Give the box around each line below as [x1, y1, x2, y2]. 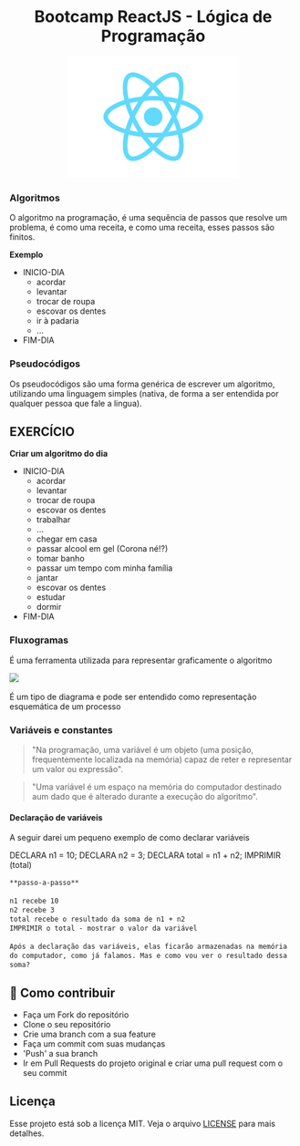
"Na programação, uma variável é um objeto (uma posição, [31, 745, 253, 756]
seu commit [22, 1068, 67, 1079]
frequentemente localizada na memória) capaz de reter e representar [31, 754, 293, 765]
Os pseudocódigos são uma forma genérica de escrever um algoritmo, [9, 378, 275, 389]
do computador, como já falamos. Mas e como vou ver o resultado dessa [9, 951, 287, 961]
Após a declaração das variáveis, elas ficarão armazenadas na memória [9, 942, 287, 952]
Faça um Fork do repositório [22, 1009, 129, 1020]
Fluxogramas [9, 634, 69, 646]
